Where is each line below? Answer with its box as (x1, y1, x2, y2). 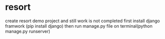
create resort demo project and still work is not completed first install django (5, 18, 160, 24)
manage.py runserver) (5, 28, 51, 34)
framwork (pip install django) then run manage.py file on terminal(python (5, 23, 153, 29)
